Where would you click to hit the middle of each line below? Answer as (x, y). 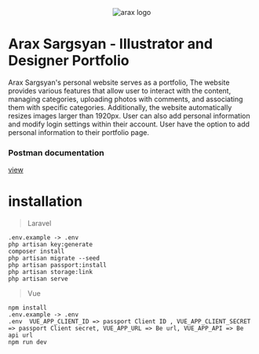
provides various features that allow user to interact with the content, (120, 90)
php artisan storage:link (50, 272)
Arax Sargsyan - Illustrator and (111, 44)
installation (46, 201)
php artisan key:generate (50, 245)
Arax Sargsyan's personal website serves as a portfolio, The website (119, 82)
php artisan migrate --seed (54, 258)
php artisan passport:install (58, 265)
